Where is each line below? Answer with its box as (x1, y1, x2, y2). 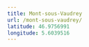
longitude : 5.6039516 (7, 29, 70, 37)
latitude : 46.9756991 (7, 23, 70, 30)
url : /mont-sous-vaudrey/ (7, 17, 82, 23)
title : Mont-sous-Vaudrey (7, 10, 82, 17)
